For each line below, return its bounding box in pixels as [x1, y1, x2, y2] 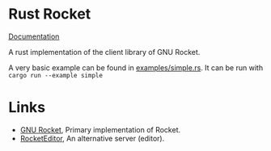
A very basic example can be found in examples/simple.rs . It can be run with [8, 62, 264, 73]
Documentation [8, 31, 60, 41]
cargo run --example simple [8, 71, 104, 79]
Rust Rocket [8, 5, 91, 23]
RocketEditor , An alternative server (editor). [19, 133, 165, 143]
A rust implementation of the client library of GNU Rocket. [8, 47, 201, 57]
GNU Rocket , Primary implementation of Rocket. [19, 124, 181, 134]
